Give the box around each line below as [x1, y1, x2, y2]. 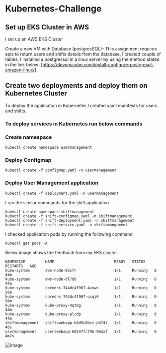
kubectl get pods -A [5, 241, 48, 246]
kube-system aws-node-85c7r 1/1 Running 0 [5, 268, 157, 273]
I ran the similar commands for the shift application [5, 199, 109, 205]
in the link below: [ [5, 62, 43, 67]
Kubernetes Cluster [5, 89, 67, 98]
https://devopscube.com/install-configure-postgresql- [42, 62, 154, 67]
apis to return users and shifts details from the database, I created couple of [5, 51, 161, 57]
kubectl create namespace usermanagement [5, 145, 92, 150]
